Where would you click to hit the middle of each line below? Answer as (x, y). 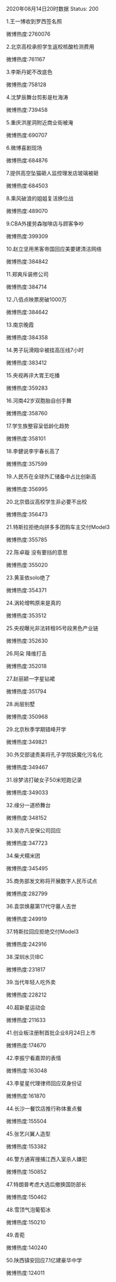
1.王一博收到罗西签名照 (34, 21)
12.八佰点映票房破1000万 (37, 300)
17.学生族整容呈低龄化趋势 (38, 426)
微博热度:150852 (26, 1172)
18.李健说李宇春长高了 (33, 451)
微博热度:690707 (27, 135)
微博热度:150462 (27, 1197)
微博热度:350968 (27, 717)
